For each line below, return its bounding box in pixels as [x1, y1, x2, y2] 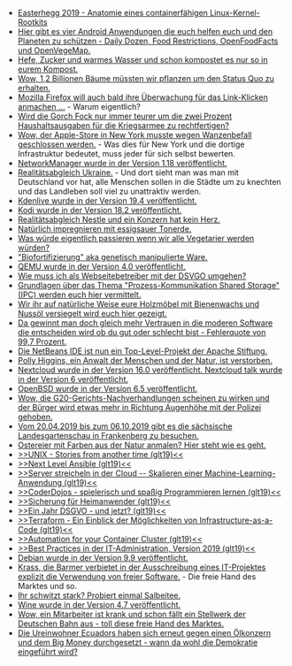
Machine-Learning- [204, 468, 276, 478]
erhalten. [17, 83, 51, 93]
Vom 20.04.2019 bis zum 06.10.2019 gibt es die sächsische [17, 421, 233, 432]
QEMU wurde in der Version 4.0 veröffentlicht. [17, 261, 186, 272]
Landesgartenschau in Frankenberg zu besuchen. [17, 431, 199, 440]
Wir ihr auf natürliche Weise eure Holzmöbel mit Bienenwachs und [17, 299, 259, 309]
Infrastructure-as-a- [198, 515, 273, 525]
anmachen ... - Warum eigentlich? [17, 102, 142, 111]
